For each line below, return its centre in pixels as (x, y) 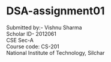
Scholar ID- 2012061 (31, 33)
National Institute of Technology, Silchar (55, 52)
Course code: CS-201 (33, 46)
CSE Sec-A (20, 40)
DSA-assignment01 (55, 11)
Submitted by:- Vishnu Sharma (44, 27)
